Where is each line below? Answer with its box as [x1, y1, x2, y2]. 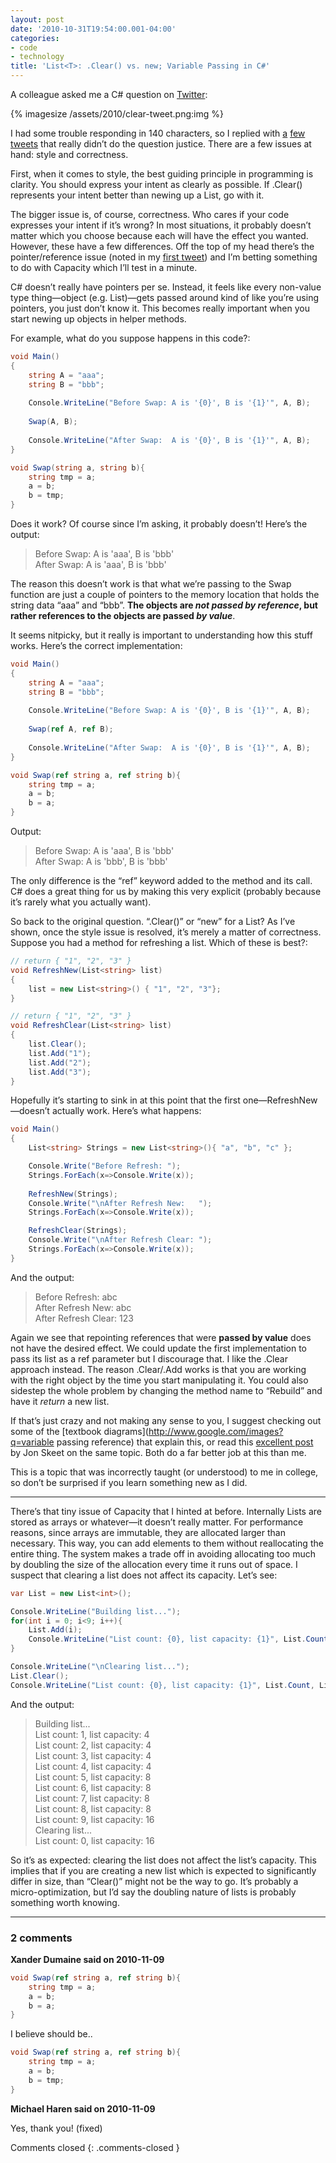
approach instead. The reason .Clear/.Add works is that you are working [10, 1363, 307, 1375]
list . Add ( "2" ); [28, 1057, 92, 1068]
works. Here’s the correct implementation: [10, 640, 183, 651]
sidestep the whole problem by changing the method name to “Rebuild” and [10, 1384, 323, 1396]
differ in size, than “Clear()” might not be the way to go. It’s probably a [10, 1875, 299, 1887]
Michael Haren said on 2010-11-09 [10, 2102, 156, 2115]
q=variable [10, 1436, 55, 1448]
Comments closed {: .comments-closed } [10, 2141, 180, 2153]
